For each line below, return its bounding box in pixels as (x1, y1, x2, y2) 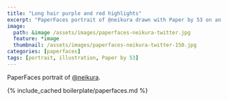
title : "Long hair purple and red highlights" (7, 10, 142, 17)
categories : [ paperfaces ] (7, 48, 81, 55)
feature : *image (13, 35, 59, 42)
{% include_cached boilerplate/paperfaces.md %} (7, 86, 148, 94)
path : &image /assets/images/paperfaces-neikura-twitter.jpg (13, 29, 191, 36)
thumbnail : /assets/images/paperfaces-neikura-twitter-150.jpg (13, 42, 197, 48)
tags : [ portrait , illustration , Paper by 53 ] (7, 55, 139, 61)
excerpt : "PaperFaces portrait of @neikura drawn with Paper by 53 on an (7, 16, 222, 23)
